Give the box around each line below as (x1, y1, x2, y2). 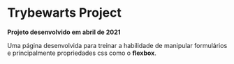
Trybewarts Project (7, 5, 122, 21)
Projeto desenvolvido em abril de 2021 (7, 28, 121, 36)
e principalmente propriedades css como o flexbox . (7, 49, 157, 57)
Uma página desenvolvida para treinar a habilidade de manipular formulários (7, 41, 228, 49)
